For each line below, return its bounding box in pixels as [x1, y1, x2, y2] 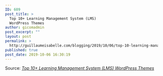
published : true [5, 47, 38, 52]
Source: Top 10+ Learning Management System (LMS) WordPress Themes [5, 65, 154, 71]
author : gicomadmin [5, 25, 45, 30]
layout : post [5, 34, 32, 39]
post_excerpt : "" [5, 30, 40, 34]
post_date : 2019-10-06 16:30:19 [5, 52, 70, 57]
